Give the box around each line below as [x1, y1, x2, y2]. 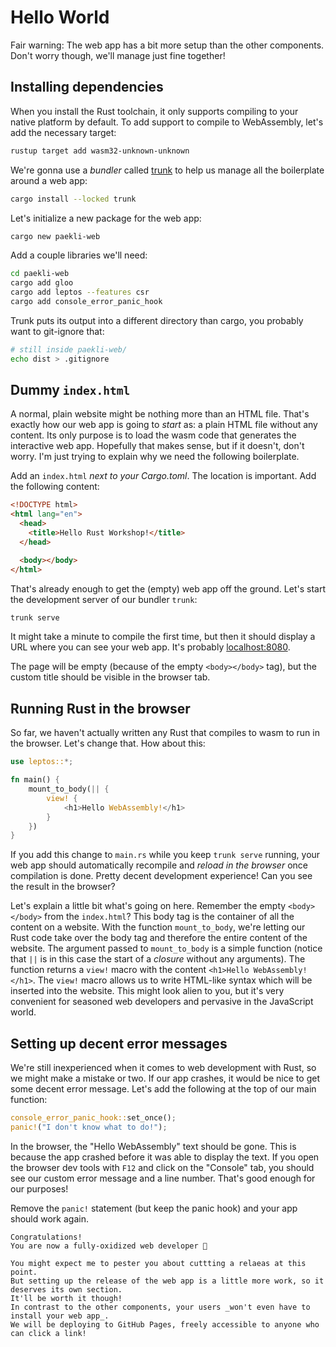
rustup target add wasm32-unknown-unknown [10, 146, 190, 156]
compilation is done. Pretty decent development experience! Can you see [10, 870, 313, 882]
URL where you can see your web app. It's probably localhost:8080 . [10, 641, 291, 653]
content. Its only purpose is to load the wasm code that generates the [10, 429, 297, 441]
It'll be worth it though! [10, 1293, 123, 1303]
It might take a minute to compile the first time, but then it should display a [10, 631, 316, 643]
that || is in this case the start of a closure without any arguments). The [10, 953, 306, 965]
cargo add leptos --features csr [10, 287, 150, 298]
